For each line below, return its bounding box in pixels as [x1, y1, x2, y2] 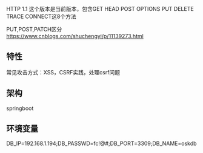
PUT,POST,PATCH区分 [6, 26, 62, 33]
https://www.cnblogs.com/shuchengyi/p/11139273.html [6, 33, 144, 39]
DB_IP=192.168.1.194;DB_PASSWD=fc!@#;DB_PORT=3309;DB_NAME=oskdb [6, 140, 197, 147]
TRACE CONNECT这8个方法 [6, 13, 77, 20]
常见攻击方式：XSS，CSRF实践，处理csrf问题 [6, 68, 120, 76]
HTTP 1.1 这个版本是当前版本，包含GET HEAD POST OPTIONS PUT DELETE [6, 5, 194, 12]
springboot [6, 105, 34, 112]
